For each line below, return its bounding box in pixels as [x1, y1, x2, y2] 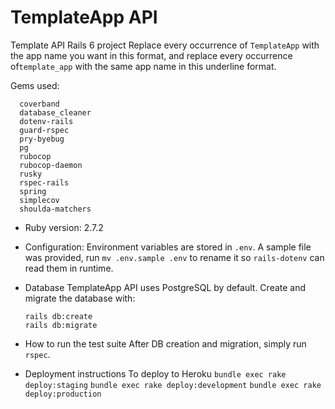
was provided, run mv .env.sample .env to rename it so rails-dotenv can [24, 251, 325, 263]
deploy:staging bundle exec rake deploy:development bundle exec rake [24, 380, 322, 390]
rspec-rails [19, 177, 70, 188]
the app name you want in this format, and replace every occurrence [10, 49, 293, 61]
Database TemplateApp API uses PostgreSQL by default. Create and [24, 281, 307, 293]
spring [19, 186, 47, 196]
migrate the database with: [24, 292, 136, 304]
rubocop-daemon [19, 160, 83, 170]
